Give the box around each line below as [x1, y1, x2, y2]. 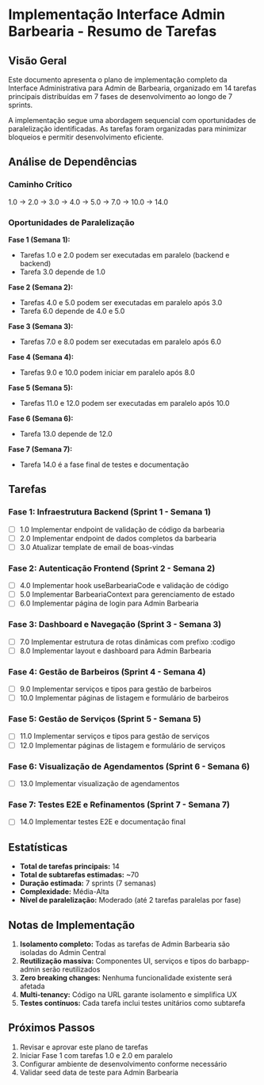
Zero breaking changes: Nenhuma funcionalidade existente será [19, 972, 232, 982]
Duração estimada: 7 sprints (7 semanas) [19, 878, 157, 888]
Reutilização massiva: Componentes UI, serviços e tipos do [19, 956, 217, 965]
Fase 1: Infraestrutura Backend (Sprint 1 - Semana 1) [8, 506, 212, 518]
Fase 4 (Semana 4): [8, 352, 74, 361]
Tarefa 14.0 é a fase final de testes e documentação [19, 460, 189, 469]
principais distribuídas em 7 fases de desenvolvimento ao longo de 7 [8, 92, 232, 101]
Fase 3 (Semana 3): [8, 321, 74, 330]
